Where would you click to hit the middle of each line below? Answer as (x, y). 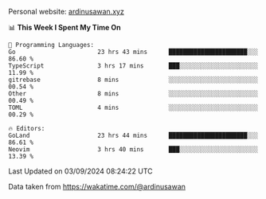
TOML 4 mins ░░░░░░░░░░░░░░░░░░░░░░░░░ (133, 107)
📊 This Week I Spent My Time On (65, 27)
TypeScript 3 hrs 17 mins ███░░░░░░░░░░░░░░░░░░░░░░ (133, 66)
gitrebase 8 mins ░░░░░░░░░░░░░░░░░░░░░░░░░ (133, 80)
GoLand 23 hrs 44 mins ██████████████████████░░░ (133, 135)
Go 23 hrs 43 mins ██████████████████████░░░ (133, 52)
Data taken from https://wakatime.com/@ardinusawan (97, 187)
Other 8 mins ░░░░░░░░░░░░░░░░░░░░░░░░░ (133, 94)
